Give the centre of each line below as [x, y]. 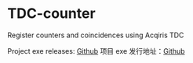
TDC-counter [51, 14]
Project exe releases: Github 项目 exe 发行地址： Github [96, 51]
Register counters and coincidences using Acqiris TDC [96, 35]
